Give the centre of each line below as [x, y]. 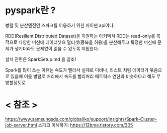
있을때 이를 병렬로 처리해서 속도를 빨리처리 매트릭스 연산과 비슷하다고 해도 [83, 76]
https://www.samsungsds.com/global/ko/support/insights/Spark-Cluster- [81, 119]
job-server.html [21, 125]
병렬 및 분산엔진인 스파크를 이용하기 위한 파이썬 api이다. [60, 25]
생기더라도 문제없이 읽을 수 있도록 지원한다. [57, 48]
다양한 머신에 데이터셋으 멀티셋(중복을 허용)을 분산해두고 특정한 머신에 [87, 42]
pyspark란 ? [31, 10]
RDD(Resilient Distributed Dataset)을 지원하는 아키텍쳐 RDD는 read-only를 [80, 36]
